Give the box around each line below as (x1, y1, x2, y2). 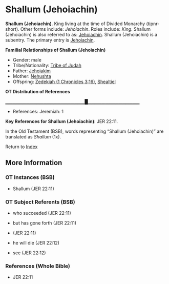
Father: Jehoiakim (12, 68, 51, 74)
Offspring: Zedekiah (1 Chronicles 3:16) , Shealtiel (12, 78, 116, 85)
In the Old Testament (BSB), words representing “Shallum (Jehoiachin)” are (5, 128, 164, 134)
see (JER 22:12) (12, 250, 46, 256)
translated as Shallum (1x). (5, 133, 61, 139)
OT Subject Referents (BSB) (5, 198, 75, 206)
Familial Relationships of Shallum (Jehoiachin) (5, 47, 106, 53)
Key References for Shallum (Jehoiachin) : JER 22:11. (5, 118, 118, 124)
